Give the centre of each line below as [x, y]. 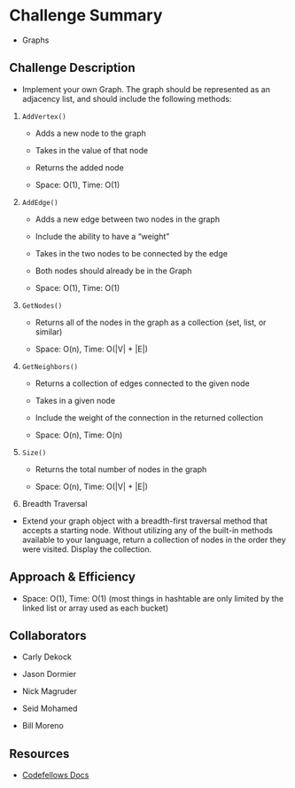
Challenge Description [72, 68]
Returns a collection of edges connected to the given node [142, 383]
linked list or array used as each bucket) [95, 608]
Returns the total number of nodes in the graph [121, 469]
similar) [49, 331]
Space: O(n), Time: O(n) [79, 435]
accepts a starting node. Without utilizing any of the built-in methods [147, 530]
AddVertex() [44, 116]
